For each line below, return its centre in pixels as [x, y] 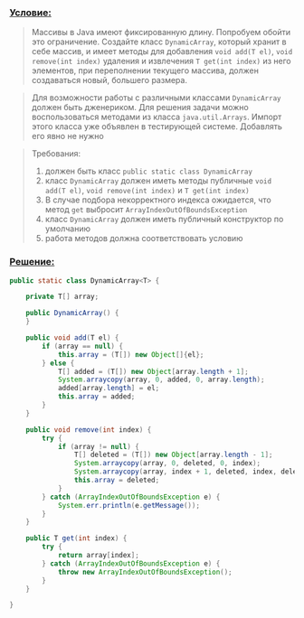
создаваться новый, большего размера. [109, 80]
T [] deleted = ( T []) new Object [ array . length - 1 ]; [173, 455]
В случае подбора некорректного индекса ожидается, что [158, 200]
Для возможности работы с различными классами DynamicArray [156, 98]
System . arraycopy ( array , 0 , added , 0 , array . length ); [161, 380]
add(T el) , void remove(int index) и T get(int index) [147, 191]
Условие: [30, 13]
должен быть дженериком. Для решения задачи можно [140, 108]
